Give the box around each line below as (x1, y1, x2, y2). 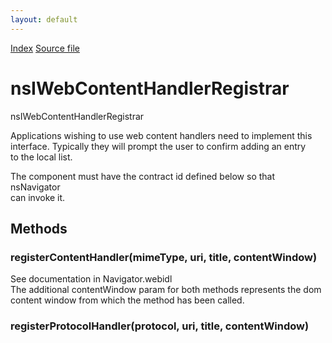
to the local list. (10, 151, 73, 163)
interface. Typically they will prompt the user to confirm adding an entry (10, 140, 307, 152)
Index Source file (10, 42, 80, 54)
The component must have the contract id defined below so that (10, 170, 276, 182)
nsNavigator (10, 181, 61, 193)
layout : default (10, 14, 78, 25)
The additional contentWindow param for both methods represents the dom (10, 284, 322, 296)
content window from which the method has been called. (10, 294, 245, 306)
